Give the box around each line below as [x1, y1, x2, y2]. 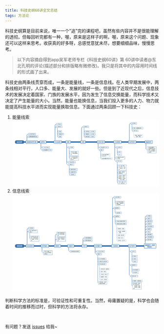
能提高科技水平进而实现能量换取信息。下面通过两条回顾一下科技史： [5, 103, 142, 110]
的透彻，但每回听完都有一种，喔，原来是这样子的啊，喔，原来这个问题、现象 [5, 34, 159, 40]
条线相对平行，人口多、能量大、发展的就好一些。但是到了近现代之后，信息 [5, 85, 155, 91]
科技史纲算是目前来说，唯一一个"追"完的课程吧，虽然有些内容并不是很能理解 [5, 27, 159, 34]
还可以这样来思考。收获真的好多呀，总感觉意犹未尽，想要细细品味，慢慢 [5, 40, 150, 46]
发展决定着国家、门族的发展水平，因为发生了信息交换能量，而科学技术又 [13, 91, 159, 97]
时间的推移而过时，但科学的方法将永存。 [9, 304, 91, 310]
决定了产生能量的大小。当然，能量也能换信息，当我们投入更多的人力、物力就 [5, 97, 159, 103]
